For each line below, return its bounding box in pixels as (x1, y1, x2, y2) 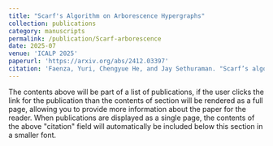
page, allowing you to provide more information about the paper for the (8, 104, 246, 114)
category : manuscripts (8, 27, 85, 35)
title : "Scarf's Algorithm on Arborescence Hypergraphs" (8, 11, 206, 20)
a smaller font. (8, 130, 57, 140)
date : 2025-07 (8, 42, 57, 50)
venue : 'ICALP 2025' (8, 49, 79, 58)
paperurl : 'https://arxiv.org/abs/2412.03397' (8, 58, 169, 66)
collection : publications (8, 19, 96, 28)
